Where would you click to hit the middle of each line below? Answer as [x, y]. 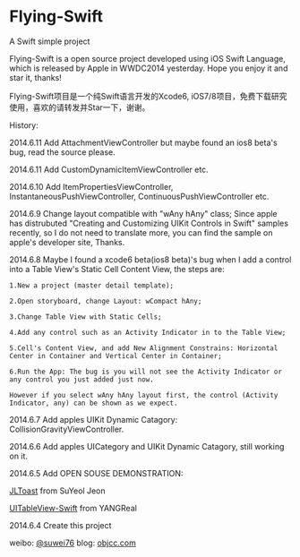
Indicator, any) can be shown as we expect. [94, 403]
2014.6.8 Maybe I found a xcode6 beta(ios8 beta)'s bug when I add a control [150, 259]
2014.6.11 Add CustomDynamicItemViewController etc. [109, 169]
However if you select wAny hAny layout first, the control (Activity [144, 395]
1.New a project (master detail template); [92, 285]
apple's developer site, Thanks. [67, 242]
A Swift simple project [50, 41]
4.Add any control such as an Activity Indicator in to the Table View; [148, 332]
